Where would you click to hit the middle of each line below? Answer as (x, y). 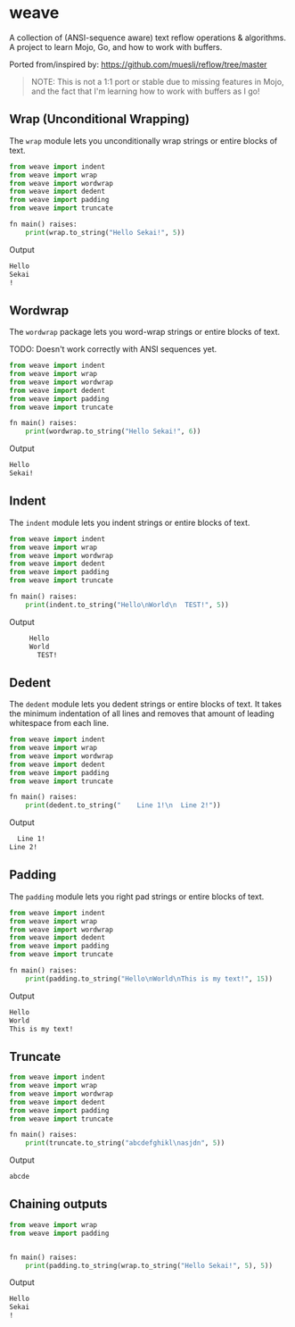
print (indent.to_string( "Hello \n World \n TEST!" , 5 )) (127, 605)
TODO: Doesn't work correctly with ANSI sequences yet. (113, 349)
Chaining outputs (58, 1204)
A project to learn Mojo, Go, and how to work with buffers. (116, 46)
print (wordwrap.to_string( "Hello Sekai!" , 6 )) (113, 431)
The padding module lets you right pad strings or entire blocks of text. (137, 897)
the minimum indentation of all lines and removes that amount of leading (142, 714)
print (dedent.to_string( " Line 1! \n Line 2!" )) (123, 805)
